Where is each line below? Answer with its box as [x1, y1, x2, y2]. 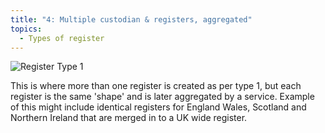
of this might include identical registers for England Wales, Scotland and [10, 101, 307, 113]
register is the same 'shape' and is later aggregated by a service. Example [10, 91, 315, 103]
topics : [10, 24, 43, 34]
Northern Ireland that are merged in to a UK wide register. [10, 112, 248, 124]
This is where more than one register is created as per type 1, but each [10, 80, 302, 92]
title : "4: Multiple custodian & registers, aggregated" [10, 14, 253, 25]
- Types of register [19, 33, 105, 43]
